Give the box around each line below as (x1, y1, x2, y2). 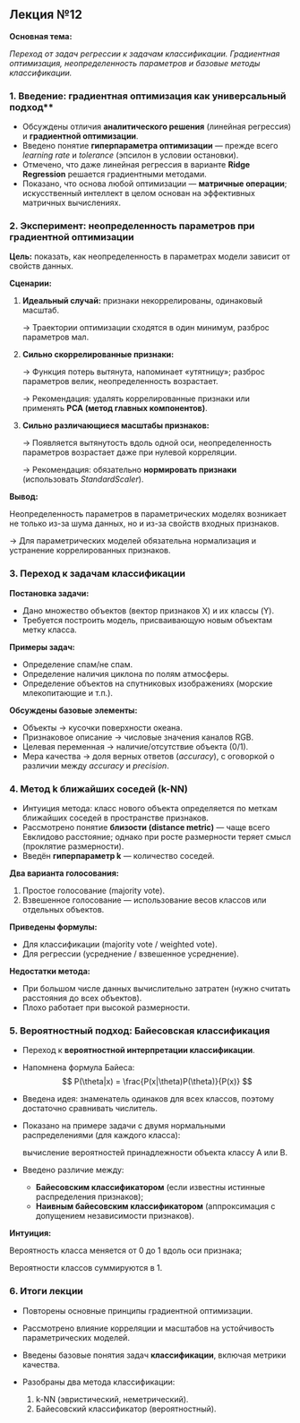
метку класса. (21, 624, 78, 635)
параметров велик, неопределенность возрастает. (21, 376, 219, 387)
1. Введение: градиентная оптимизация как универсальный (9, 90, 287, 102)
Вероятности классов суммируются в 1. (9, 1263, 163, 1273)
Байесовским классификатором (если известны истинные (35, 1182, 266, 1193)
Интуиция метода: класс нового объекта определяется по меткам (21, 803, 278, 813)
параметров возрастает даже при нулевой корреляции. (21, 447, 237, 458)
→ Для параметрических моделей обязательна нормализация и (9, 536, 257, 546)
